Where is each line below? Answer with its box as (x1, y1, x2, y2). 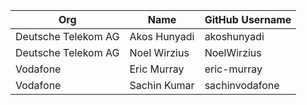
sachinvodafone (204, 79, 280, 92)
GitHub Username (204, 13, 292, 26)
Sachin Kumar (129, 79, 195, 92)
